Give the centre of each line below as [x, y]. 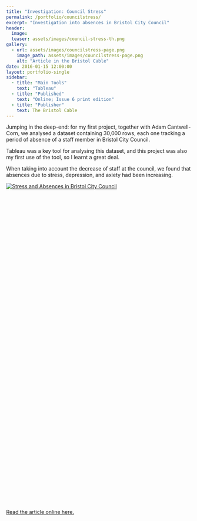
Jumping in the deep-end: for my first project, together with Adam [86, 127]
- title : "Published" [38, 94]
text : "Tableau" [37, 89]
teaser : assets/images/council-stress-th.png [68, 39]
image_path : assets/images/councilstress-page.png [80, 55]
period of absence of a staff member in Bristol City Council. [78, 140]
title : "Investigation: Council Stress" [56, 12]
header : [16, 28]
